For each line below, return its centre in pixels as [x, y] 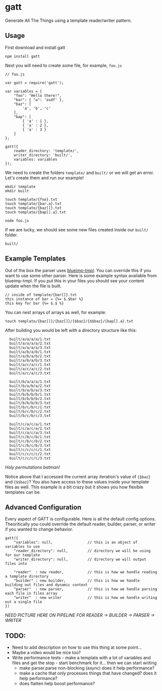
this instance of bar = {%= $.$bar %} [44, 299]
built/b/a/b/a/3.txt [30, 390]
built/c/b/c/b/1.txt [30, 437]
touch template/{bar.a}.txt [33, 204]
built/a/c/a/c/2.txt [30, 369]
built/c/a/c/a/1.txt [30, 424]
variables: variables [35, 159]
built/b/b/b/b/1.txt [30, 394]
